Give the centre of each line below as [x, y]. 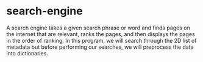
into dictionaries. [27, 53]
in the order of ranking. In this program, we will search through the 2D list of [101, 40]
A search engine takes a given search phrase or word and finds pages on [98, 28]
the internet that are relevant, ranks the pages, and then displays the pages [101, 34]
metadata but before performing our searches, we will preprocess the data [100, 47]
